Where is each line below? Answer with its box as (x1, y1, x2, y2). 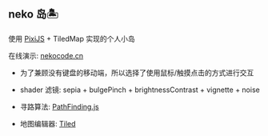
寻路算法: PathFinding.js (19, 102, 100, 111)
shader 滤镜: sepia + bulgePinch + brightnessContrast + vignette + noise (19, 85, 260, 94)
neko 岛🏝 (8, 7, 59, 22)
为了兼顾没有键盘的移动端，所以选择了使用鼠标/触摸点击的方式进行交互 (19, 67, 254, 78)
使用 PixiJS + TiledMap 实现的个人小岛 (8, 34, 135, 43)
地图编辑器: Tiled (19, 118, 76, 128)
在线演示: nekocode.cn (8, 50, 84, 60)
